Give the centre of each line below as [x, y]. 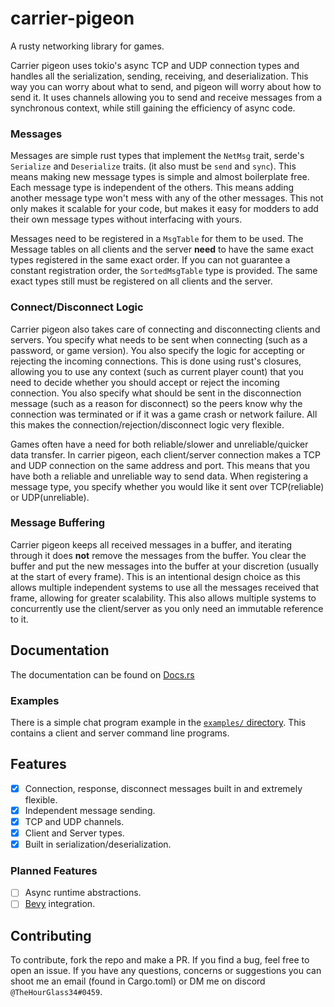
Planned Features [54, 870]
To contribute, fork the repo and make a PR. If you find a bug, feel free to [160, 960]
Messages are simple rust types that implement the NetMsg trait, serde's [157, 156]
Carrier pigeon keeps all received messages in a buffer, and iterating [151, 544]
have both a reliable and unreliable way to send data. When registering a [159, 476]
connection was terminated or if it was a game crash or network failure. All [164, 414]
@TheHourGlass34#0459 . [56, 992]
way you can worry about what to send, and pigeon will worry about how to [166, 86]
